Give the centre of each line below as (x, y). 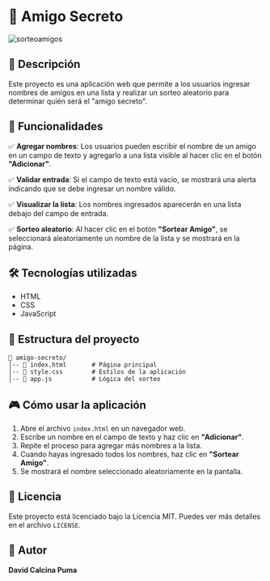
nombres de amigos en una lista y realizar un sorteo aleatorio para (119, 92)
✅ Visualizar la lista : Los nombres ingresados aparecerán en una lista (125, 204)
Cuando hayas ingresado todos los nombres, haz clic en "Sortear (129, 454)
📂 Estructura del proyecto (74, 339)
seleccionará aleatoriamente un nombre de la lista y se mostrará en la (124, 238)
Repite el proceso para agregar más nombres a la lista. (111, 445)
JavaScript (38, 314)
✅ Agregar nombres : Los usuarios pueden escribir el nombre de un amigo (133, 146)
